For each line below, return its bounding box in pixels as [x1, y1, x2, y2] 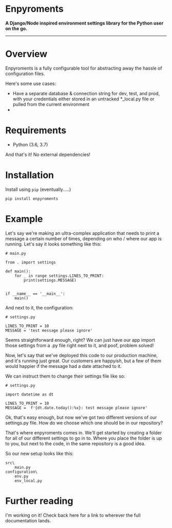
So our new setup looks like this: [5, 450, 74, 456]
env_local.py [14, 478, 42, 483]
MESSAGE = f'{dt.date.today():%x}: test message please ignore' [5, 405, 147, 410]
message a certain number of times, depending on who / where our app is [5, 235, 162, 241]
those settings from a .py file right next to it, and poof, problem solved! [5, 342, 154, 348]
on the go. [5, 25, 28, 31]
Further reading [5, 495, 73, 507]
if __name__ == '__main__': [5, 291, 66, 296]
